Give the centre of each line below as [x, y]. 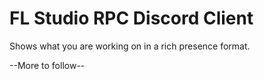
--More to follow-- [47, 65]
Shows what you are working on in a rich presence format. [130, 46]
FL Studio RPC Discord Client [131, 18]
